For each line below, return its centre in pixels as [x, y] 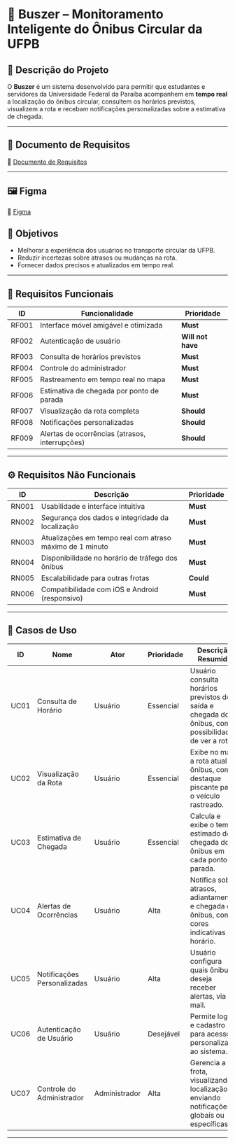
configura [206, 961]
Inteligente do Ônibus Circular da [105, 29]
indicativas [208, 932]
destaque [206, 778]
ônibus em [207, 851]
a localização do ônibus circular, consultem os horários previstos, [101, 101]
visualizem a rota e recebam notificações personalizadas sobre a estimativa [116, 109]
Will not [194, 337]
